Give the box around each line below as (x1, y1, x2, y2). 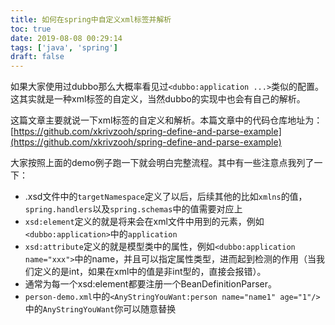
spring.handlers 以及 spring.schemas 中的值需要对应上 (24, 203, 243, 215)
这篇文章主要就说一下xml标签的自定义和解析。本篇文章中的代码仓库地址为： (10, 114, 323, 126)
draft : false (10, 52, 65, 62)
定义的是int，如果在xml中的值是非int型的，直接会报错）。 (33, 266, 267, 278)
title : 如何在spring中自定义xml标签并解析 (10, 14, 172, 25)
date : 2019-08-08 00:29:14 (10, 33, 123, 43)
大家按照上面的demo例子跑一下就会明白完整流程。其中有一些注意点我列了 (10, 157, 315, 169)
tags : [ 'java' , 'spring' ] (10, 42, 118, 53)
